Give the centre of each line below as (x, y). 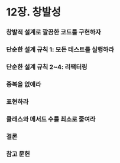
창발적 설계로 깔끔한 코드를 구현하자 (54, 32)
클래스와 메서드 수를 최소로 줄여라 (51, 119)
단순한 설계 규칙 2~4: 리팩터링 (47, 67)
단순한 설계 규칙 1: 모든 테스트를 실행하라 (60, 50)
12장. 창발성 (33, 12)
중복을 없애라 (24, 84)
